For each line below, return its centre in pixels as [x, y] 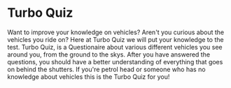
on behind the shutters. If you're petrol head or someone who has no [106, 69]
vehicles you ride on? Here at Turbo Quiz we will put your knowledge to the [115, 39]
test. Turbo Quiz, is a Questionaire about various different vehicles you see [115, 47]
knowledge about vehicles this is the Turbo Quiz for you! [89, 76]
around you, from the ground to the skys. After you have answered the [109, 54]
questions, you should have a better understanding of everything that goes [115, 61]
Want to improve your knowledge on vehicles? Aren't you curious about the [116, 32]
